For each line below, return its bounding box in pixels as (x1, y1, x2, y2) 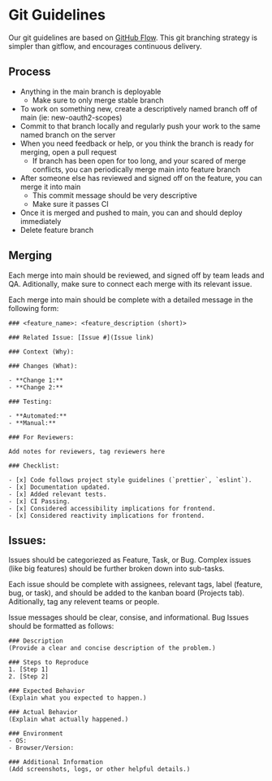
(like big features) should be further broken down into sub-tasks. (8, 564, 225, 573)
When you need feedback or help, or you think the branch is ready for (19, 138, 254, 148)
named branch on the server (19, 129, 116, 139)
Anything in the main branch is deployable (19, 86, 162, 96)
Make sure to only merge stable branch (32, 95, 164, 105)
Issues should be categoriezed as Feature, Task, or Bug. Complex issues (8, 555, 252, 565)
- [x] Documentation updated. (8, 483, 111, 491)
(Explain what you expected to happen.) (8, 694, 148, 702)
